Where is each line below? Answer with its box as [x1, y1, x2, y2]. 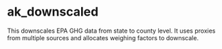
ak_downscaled [7, 4, 99, 20]
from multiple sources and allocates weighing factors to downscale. [7, 33, 199, 42]
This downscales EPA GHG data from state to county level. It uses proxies [7, 27, 216, 35]
